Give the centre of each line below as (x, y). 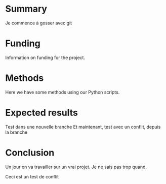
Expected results (42, 113)
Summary (26, 9)
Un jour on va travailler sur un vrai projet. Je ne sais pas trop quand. (76, 167)
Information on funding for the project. (45, 57)
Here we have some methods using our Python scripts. (63, 92)
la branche (16, 132)
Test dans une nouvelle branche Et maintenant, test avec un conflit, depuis (83, 127)
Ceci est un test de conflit (32, 176)
